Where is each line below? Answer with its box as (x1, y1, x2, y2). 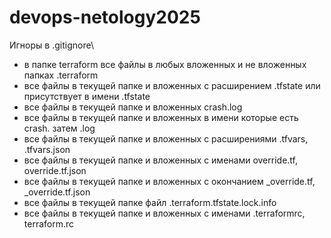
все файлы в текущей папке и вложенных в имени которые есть (23, 111, 299, 123)
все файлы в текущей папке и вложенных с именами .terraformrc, (23, 207, 306, 219)
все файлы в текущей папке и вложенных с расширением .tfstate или (23, 79, 321, 91)
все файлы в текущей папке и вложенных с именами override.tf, (23, 154, 298, 166)
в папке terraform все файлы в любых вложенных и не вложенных (23, 58, 307, 70)
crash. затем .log (23, 122, 96, 134)
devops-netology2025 (9, 6, 201, 29)
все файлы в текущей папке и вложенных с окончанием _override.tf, (23, 175, 316, 187)
